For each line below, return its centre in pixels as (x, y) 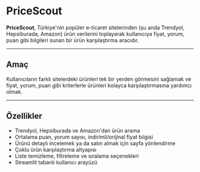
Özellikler (24, 116)
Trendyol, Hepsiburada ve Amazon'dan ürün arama (77, 130)
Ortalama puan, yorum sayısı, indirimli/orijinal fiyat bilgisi (84, 137)
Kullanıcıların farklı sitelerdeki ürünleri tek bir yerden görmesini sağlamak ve (99, 79)
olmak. (14, 91)
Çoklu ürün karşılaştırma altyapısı (56, 149)
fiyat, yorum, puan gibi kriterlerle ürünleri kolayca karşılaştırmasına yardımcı (99, 85)
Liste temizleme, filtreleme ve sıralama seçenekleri (76, 156)
